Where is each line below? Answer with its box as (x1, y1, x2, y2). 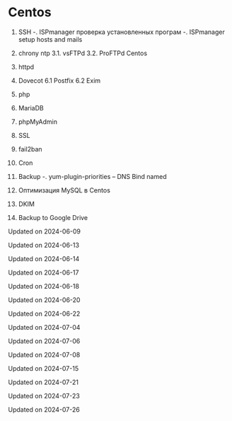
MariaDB (18, 103, 45, 112)
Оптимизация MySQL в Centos (18, 185, 110, 195)
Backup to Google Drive (18, 213, 88, 221)
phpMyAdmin (18, 117, 58, 126)
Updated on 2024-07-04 (8, 323, 81, 331)
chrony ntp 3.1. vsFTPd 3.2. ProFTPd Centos (18, 49, 148, 57)
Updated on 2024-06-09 (8, 227, 81, 236)
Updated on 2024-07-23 (8, 391, 80, 400)
